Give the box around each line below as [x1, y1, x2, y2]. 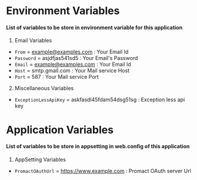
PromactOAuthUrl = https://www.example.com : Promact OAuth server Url [14, 167, 191, 174]
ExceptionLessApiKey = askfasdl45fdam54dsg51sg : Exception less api [14, 96, 185, 104]
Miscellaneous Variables [14, 85, 74, 92]
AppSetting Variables [14, 156, 66, 163]
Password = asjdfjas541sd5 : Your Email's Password [14, 55, 138, 62]
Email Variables [14, 37, 52, 44]
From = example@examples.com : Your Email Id [14, 48, 129, 55]
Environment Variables [6, 4, 120, 18]
